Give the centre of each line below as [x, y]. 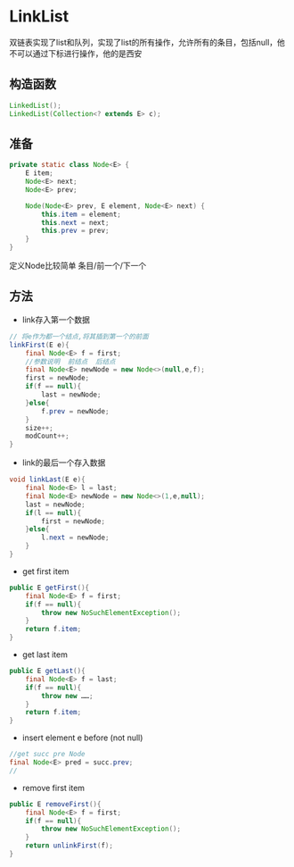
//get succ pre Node [48, 754]
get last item [45, 654]
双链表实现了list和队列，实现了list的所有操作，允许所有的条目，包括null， [143, 42]
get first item [45, 571]
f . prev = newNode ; [75, 411]
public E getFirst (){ [49, 588]
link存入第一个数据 [56, 320]
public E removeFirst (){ [55, 804]
